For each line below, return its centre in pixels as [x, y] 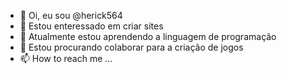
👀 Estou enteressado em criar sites [91, 26]
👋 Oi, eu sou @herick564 [71, 15]
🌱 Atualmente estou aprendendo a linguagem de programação [148, 36]
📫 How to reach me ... [66, 58]
